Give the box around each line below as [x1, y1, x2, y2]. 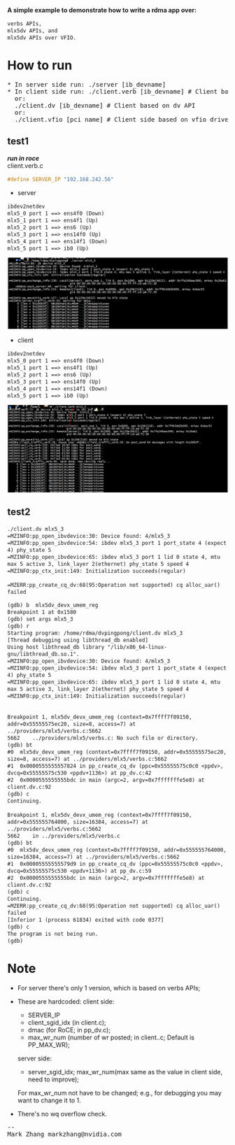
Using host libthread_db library [7, 643, 105, 650]
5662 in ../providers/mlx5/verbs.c [7, 832, 120, 839]
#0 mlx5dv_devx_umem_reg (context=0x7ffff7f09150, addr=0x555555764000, [7, 846, 227, 853]
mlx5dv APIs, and [7, 27, 58, 34]
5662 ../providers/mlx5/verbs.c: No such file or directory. [7, 734, 199, 741]
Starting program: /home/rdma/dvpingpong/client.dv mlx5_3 [7, 630, 183, 636]
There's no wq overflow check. [17, 1109, 107, 1118]
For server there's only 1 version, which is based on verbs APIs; [17, 983, 201, 992]
